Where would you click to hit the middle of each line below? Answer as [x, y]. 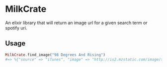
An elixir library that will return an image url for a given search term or [76, 23]
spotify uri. [16, 28]
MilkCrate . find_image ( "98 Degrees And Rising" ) [55, 55]
